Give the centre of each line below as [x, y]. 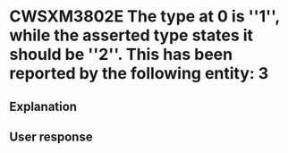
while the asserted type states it [131, 35]
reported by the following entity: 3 [139, 74]
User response [51, 136]
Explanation [43, 106]
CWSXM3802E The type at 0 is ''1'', [144, 17]
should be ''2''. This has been [121, 55]
